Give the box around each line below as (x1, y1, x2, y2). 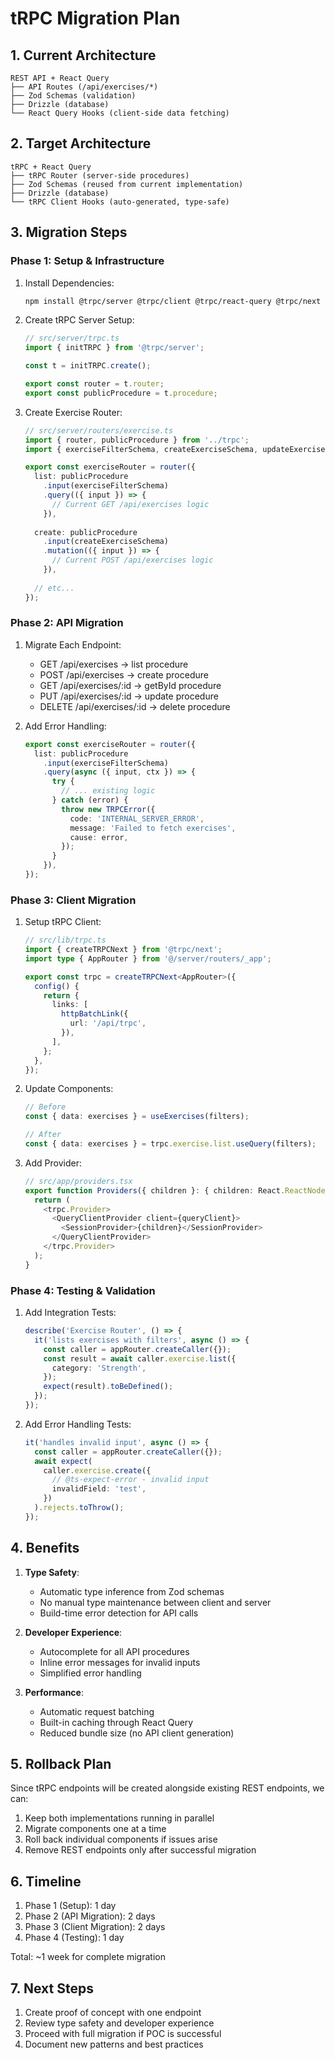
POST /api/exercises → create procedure (39, 668, 209, 681)
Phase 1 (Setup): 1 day (24, 1900, 117, 1912)
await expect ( (34, 1456, 93, 1466)
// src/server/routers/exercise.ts (24, 425, 174, 436)
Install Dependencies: (24, 277, 115, 289)
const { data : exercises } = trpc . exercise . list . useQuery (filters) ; (24, 1139, 317, 1149)
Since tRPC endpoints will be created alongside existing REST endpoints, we (10, 1782, 325, 1794)
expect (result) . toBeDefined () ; (43, 1382, 174, 1392)
